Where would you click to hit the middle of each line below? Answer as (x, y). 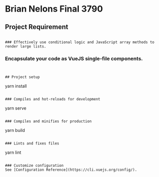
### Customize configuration (34, 166)
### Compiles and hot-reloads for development (53, 99)
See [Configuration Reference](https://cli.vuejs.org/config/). (71, 170)
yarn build (15, 130)
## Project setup (22, 77)
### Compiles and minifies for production (48, 121)
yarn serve (16, 108)
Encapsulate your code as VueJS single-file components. (74, 58)
